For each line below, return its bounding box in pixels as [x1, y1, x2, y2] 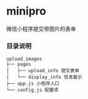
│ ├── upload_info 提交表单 [6, 68, 79, 74]
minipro [6, 4, 46, 18]
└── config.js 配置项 [6, 87, 59, 94]
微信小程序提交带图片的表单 [6, 25, 76, 32]
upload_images [6, 56, 43, 62]
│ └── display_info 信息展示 [6, 74, 82, 80]
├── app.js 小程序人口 [6, 81, 60, 87]
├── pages [6, 61, 32, 67]
